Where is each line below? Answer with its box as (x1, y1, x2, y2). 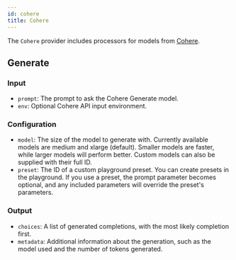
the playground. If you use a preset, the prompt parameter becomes (17, 173, 216, 181)
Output (7, 206, 33, 216)
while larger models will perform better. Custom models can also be (17, 150, 215, 159)
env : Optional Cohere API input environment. (17, 102, 147, 111)
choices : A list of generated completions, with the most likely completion (17, 222, 230, 230)
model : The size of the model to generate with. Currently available (17, 135, 209, 144)
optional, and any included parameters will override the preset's (17, 181, 204, 189)
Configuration (7, 120, 57, 130)
